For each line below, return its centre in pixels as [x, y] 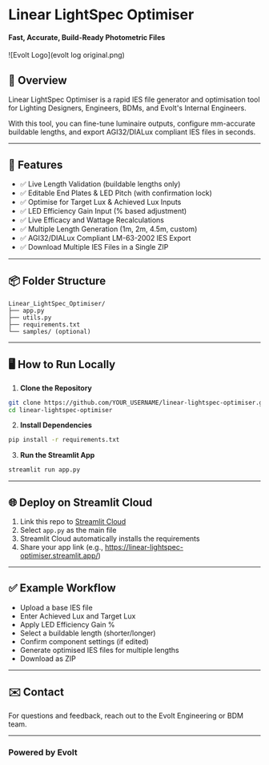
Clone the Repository [56, 388]
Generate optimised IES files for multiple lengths [99, 650]
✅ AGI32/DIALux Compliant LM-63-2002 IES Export [105, 238]
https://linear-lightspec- [144, 547]
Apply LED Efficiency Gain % [67, 624]
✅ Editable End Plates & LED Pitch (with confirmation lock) [116, 193]
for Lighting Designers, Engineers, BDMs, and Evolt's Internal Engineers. [127, 108]
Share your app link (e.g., [61, 547]
